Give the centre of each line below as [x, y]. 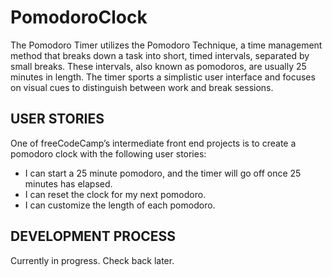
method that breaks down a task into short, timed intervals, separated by [160, 55]
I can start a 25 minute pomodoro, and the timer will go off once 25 [163, 173]
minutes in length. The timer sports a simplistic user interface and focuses [163, 77]
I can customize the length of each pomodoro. [120, 205]
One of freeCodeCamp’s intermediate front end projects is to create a [153, 143]
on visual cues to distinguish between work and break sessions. [142, 87]
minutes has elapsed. [68, 183]
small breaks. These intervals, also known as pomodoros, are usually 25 [158, 66]
